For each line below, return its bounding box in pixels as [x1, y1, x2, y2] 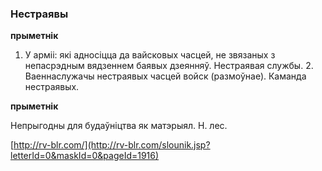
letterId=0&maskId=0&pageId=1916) [10, 150, 160, 162]
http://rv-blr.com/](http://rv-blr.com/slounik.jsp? [13, 139, 211, 151]
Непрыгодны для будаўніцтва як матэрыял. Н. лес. [10, 120, 228, 132]
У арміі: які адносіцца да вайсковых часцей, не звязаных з [24, 49, 276, 61]
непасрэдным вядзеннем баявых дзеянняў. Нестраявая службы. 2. [24, 60, 314, 72]
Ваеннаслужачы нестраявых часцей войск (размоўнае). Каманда [24, 70, 307, 82]
